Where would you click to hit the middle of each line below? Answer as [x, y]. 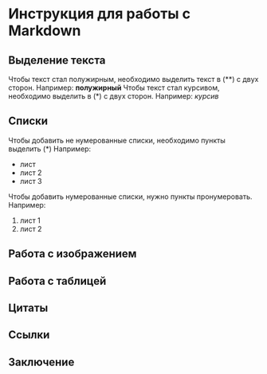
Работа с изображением [73, 254]
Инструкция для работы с [100, 14]
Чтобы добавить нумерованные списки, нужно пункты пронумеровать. [130, 197]
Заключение [41, 362]
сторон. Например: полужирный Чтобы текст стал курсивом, [114, 88]
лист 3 [31, 181]
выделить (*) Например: [50, 149]
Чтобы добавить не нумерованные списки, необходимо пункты [117, 140]
